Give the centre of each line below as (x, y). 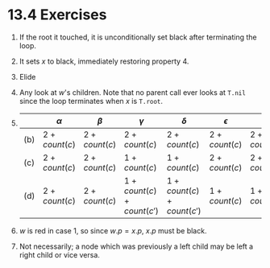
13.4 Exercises (57, 15)
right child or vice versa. (59, 254)
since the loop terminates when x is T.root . (91, 101)
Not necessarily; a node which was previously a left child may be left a (136, 246)
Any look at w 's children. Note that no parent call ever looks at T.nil (133, 92)
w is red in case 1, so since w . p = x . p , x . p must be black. (113, 230)
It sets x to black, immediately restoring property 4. (104, 61)
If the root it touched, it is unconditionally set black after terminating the (138, 37)
